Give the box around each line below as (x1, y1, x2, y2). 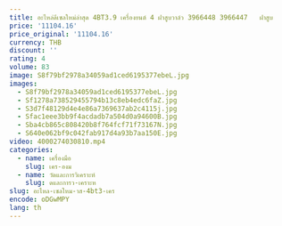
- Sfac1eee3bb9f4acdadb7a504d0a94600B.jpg (17, 112, 178, 121)
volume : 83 (9, 63, 50, 72)
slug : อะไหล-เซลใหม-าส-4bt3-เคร (9, 187, 115, 196)
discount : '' (9, 46, 58, 55)
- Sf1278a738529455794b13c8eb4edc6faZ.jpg (17, 95, 178, 105)
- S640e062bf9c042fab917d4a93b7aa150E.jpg (17, 129, 178, 138)
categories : (9, 145, 54, 154)
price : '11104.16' (9, 21, 78, 30)
